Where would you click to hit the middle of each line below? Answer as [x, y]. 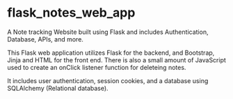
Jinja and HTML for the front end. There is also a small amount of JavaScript [116, 60]
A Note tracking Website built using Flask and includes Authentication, [108, 32]
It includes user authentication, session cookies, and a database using [108, 80]
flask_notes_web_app [71, 13]
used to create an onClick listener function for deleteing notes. [97, 67]
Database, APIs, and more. [45, 39]
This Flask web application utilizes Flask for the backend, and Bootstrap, [111, 53]
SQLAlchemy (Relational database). [58, 88]
